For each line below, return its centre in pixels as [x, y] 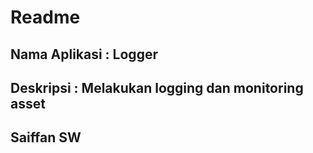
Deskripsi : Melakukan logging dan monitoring [157, 87]
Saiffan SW [46, 137]
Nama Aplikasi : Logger [84, 54]
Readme [45, 17]
